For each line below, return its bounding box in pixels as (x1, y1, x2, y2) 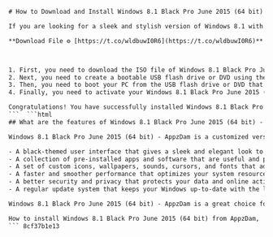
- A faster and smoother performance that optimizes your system (8, 170, 234, 179)
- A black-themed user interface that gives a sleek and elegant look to (8, 147, 264, 156)
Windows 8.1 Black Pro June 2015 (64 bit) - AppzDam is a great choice (8, 200, 256, 208)
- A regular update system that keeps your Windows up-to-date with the (8, 185, 260, 193)
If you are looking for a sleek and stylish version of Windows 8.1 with (8, 22, 264, 30)
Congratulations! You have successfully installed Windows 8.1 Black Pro (8, 103, 264, 111)
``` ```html (8, 110, 53, 118)
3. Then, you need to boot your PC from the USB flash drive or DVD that (8, 81, 264, 89)
